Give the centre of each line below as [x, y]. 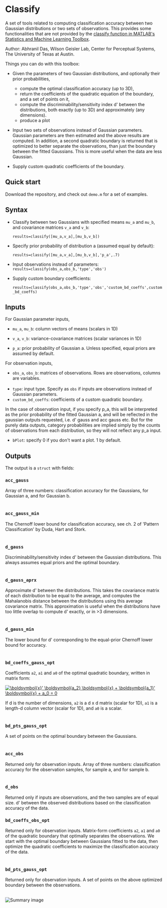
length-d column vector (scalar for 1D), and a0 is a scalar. [64, 708]
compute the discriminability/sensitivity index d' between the [82, 104]
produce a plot [35, 120]
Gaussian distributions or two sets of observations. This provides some [78, 28]
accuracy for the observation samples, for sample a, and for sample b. [77, 769]
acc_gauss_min [22, 514]
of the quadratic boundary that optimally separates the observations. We [80, 836]
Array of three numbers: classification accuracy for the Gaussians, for [77, 491]
